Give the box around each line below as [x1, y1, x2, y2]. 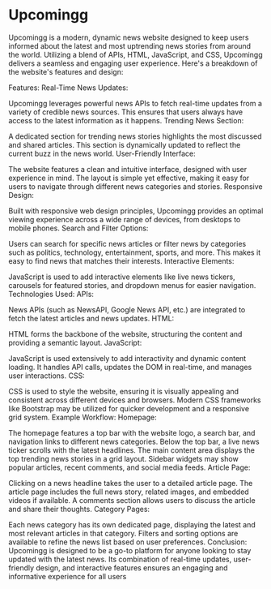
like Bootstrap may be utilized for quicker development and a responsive [8, 403, 249, 413]
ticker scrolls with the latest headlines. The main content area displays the [8, 445, 255, 455]
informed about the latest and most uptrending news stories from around [8, 41, 252, 50]
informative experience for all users [8, 571, 127, 581]
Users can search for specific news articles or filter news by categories [8, 239, 247, 248]
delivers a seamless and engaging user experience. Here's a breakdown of [8, 58, 258, 68]
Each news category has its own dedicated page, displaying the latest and [8, 519, 256, 529]
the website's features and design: [8, 67, 124, 76]
